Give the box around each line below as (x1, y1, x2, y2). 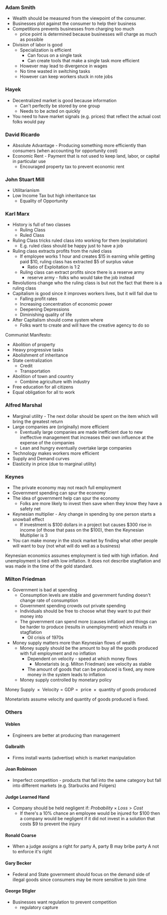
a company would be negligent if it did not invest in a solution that (19, 816, 156, 822)
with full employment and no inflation (19, 650, 96, 657)
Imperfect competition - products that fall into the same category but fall (12, 777, 162, 783)
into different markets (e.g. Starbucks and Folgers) (12, 782, 116, 788)
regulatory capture (19, 904, 58, 910)
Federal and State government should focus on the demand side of (12, 871, 151, 877)
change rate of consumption (19, 597, 78, 603)
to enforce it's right (12, 849, 52, 855)
